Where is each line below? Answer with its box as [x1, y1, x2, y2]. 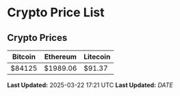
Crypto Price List [7, 5, 105, 20]
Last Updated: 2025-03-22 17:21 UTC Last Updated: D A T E [7, 81, 173, 89]
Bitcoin [12, 52, 36, 61]
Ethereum [44, 52, 77, 61]
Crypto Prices [7, 32, 68, 44]
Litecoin [83, 52, 111, 61]
